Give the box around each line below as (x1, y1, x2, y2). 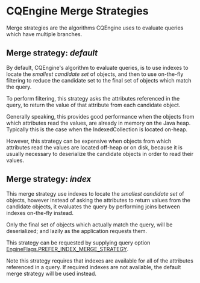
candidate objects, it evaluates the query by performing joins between (6, 203, 181, 210)
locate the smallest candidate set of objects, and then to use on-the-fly (6, 70, 184, 78)
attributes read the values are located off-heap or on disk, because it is (6, 143, 183, 151)
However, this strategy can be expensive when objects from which (6, 137, 172, 145)
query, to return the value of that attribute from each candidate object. (6, 101, 181, 108)
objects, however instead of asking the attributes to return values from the (6, 196, 191, 204)
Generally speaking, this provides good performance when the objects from (6, 113, 195, 120)
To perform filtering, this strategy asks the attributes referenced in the (6, 95, 180, 102)
